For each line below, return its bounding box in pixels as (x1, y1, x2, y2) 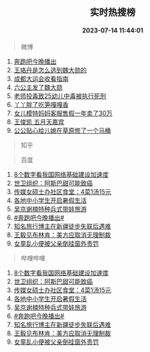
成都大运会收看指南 (13, 75, 69, 83)
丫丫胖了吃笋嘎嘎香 (13, 100, 69, 108)
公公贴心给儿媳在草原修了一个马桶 (13, 126, 111, 135)
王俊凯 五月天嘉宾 (13, 117, 64, 126)
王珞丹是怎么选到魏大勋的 (13, 66, 87, 74)
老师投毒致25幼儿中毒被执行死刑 (13, 92, 106, 100)
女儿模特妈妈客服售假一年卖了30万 (13, 109, 113, 117)
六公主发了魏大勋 (13, 83, 63, 91)
